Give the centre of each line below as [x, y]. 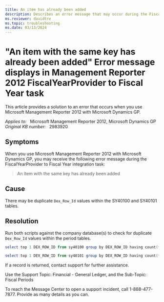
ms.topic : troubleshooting [32, 23]
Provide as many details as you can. [53, 294]
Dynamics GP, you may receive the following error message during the [76, 159]
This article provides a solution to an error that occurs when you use [74, 107]
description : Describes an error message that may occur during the [76, 14]
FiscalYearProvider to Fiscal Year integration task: [55, 164]
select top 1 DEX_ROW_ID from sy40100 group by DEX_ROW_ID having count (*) [84, 247]
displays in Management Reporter [75, 72]
